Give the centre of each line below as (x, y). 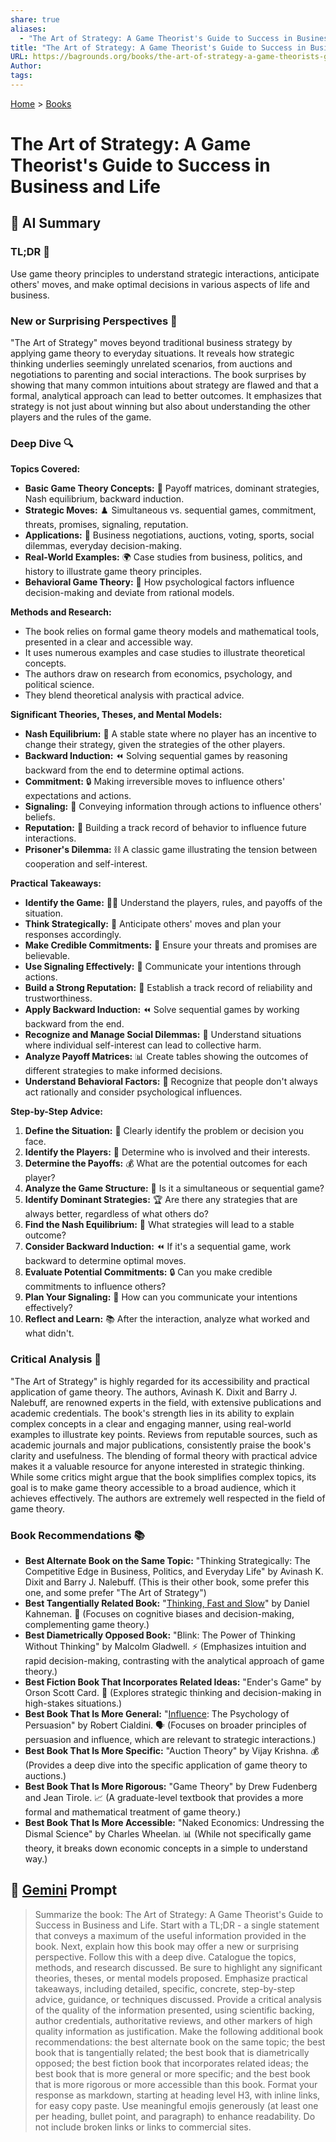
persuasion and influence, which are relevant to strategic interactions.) (170, 1739)
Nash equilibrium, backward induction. (104, 499)
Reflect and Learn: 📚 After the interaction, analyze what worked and (167, 1319)
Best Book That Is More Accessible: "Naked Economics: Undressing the (174, 1822)
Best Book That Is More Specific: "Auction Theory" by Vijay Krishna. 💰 (172, 1750)
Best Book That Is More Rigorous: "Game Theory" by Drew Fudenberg (171, 1786)
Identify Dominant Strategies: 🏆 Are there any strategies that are (161, 1200)
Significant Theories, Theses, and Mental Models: (116, 715)
